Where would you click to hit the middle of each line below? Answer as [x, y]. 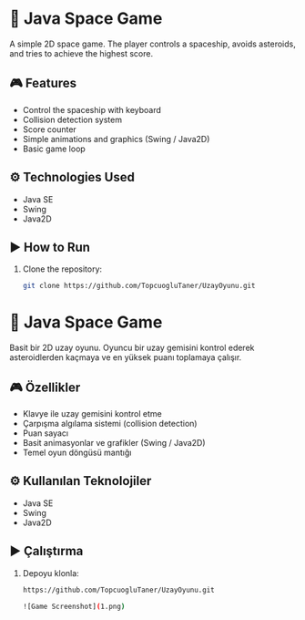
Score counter [50, 129]
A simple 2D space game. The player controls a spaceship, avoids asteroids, [152, 44]
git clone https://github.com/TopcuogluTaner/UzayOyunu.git [139, 286]
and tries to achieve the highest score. [81, 53]
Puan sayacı [46, 433]
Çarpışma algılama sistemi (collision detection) [110, 424]
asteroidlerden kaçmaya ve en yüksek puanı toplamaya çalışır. [126, 357]
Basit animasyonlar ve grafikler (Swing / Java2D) [114, 443]
